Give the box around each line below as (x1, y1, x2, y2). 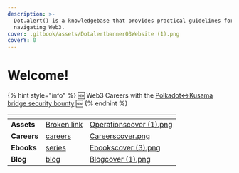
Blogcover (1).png (90, 154, 151, 164)
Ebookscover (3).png (90, 143, 161, 153)
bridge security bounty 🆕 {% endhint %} (7, 99, 128, 108)
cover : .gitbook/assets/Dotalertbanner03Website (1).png (7, 30, 180, 38)
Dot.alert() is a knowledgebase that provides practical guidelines (14, 17, 221, 24)
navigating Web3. (14, 23, 65, 31)
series (45, 143, 66, 153)
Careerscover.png (90, 131, 151, 141)
